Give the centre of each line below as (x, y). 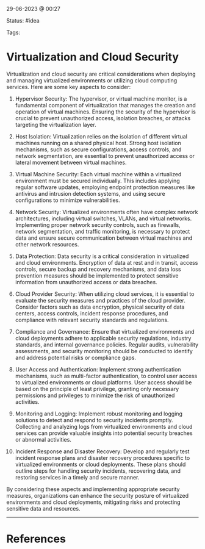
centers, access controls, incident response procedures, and (92, 313)
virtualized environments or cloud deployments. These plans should (100, 464)
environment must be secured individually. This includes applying (97, 181)
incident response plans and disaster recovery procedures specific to (103, 457)
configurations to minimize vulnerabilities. (67, 200)
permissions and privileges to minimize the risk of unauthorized (95, 395)
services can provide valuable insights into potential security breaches (104, 433)
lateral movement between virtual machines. (71, 162)
